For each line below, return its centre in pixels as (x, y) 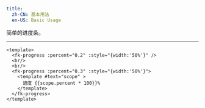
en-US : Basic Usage (37, 20)
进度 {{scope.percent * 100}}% (61, 83)
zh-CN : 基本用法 (31, 14)
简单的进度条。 (25, 32)
